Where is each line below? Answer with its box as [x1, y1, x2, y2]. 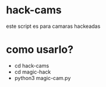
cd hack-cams [14, 62, 50, 69]
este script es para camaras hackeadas [6, 23, 101, 30]
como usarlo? [6, 43, 74, 56]
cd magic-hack [14, 68, 51, 75]
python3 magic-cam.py [14, 74, 71, 81]
